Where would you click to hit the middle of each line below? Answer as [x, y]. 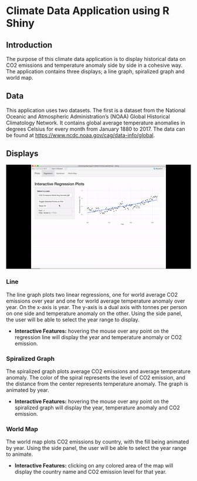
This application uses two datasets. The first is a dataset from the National [96, 110]
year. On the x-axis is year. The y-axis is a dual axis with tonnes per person [97, 307]
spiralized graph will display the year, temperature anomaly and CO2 [97, 408]
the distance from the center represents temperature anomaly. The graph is [97, 384]
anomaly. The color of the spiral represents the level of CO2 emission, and [96, 378]
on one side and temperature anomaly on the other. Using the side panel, [94, 313]
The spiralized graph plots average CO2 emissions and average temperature [98, 371]
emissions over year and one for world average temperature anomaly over [96, 301]
